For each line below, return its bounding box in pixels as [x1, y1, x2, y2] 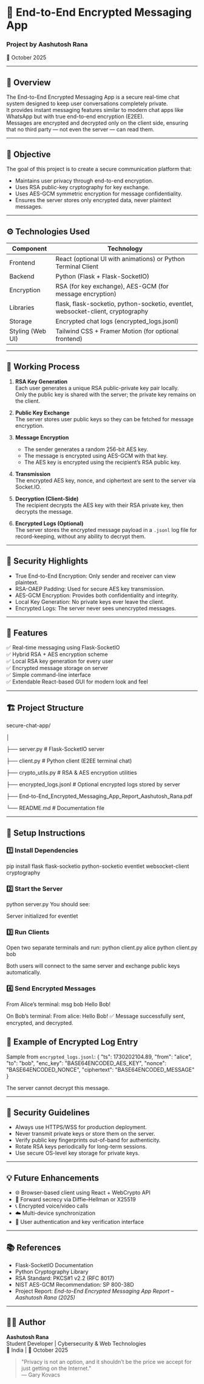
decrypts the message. [15, 508, 73, 515]
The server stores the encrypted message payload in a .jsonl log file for [15, 526, 197, 533]
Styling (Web [9, 327, 47, 335]
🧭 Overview [6, 77, 51, 88]
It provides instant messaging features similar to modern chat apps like [6, 107, 184, 114]
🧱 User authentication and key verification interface [15, 1218, 144, 1226]
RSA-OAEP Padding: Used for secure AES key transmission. [15, 585, 165, 592]
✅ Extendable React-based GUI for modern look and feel [6, 678, 148, 685]
